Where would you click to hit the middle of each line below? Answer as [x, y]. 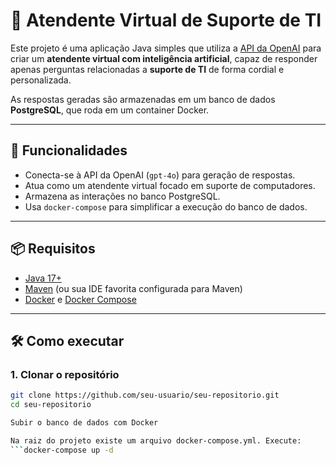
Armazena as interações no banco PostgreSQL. [122, 196]
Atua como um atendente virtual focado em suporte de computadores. [170, 185]
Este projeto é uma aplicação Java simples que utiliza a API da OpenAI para [166, 48]
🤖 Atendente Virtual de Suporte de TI [166, 20]
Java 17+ [43, 278]
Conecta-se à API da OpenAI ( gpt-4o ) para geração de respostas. [160, 175]
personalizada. [41, 80]
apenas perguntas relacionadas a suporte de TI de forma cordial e [147, 69]
